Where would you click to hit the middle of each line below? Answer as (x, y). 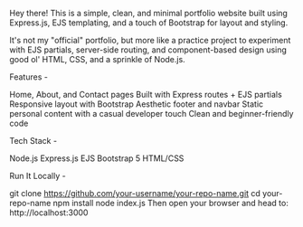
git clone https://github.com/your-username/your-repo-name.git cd (135, 193)
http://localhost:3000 (49, 213)
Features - (28, 77)
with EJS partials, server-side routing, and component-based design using (148, 50)
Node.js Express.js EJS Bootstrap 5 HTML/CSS (97, 158)
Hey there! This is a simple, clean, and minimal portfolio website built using (148, 13)
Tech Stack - (33, 141)
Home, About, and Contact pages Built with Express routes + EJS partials (146, 95)
